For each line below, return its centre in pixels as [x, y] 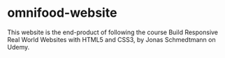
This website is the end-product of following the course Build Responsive [113, 32]
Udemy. [19, 47]
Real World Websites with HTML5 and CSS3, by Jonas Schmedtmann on [111, 39]
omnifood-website [62, 13]
